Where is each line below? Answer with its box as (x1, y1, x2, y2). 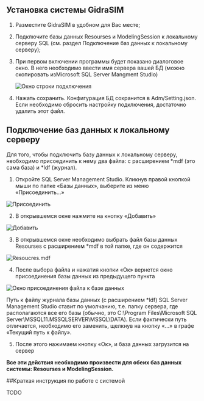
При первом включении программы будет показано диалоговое (15, 57, 184, 65)
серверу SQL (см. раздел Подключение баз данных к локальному (15, 39, 188, 46)
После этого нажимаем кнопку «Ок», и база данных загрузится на (15, 340, 189, 347)
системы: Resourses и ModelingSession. (6, 365, 114, 372)
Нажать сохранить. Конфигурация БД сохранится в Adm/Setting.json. (15, 94, 197, 101)
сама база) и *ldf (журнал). (6, 164, 77, 171)
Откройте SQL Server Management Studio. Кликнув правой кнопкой (15, 175, 191, 182)
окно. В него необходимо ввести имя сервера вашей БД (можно (15, 64, 185, 71)
